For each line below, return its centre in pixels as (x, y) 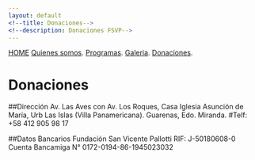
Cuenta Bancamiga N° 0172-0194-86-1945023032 (91, 147)
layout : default (35, 15)
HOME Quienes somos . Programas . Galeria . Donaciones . (101, 53)
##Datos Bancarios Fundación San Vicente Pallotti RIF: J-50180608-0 (122, 139)
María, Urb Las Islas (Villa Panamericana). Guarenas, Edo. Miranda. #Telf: (128, 115)
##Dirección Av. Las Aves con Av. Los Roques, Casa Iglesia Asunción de (126, 107)
